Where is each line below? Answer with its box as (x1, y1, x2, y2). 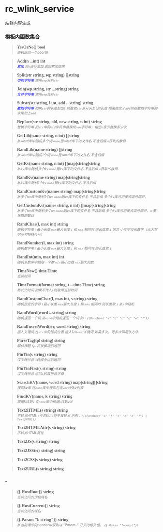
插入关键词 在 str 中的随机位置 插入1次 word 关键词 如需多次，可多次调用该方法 (16, 330, 139, 335)
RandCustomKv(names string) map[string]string (16, 189, 106, 194)
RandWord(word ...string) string (16, 310, 76, 316)
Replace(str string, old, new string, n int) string (16, 119, 102, 125)
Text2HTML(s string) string (16, 408, 68, 413)
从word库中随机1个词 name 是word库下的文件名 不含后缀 (16, 153, 105, 158)
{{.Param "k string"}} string (16, 517, 69, 522)
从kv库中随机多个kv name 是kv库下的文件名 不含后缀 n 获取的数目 (16, 166, 118, 172)
